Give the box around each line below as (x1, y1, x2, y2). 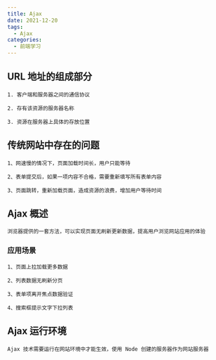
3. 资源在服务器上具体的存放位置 (7, 118, 90, 125)
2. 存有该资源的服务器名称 (7, 105, 75, 112)
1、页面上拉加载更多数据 (7, 263, 68, 271)
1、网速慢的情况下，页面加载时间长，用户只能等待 (7, 160, 131, 167)
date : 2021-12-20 (7, 17, 58, 24)
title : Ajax (7, 10, 42, 18)
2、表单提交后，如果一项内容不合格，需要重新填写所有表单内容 (7, 173, 162, 180)
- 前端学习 (13, 43, 41, 50)
